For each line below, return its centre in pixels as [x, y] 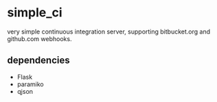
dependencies [38, 61]
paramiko [30, 84]
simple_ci [35, 13]
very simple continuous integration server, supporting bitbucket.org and [109, 31]
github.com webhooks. [39, 38]
